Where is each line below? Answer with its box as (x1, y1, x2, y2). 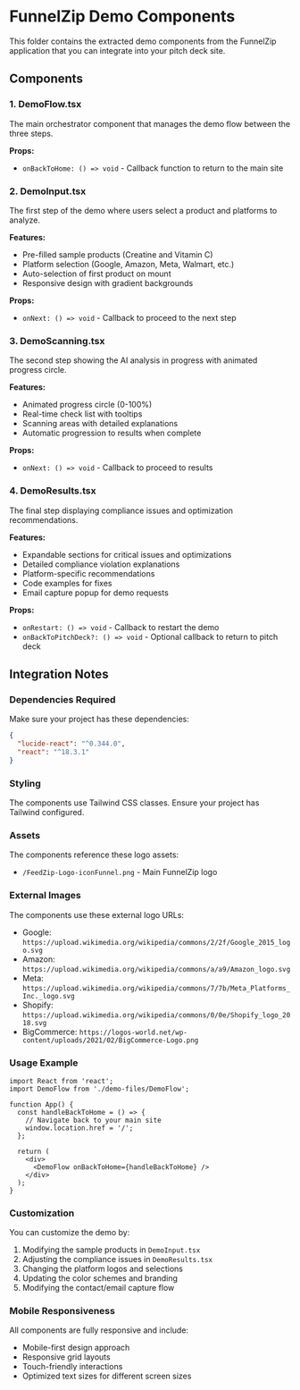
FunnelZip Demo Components (9, 6, 236, 27)
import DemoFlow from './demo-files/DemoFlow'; (9, 1084, 190, 1093)
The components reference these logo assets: (9, 849, 179, 860)
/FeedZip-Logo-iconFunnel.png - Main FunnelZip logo (21, 867, 218, 878)
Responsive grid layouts (21, 1352, 111, 1362)
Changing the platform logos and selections (21, 1263, 183, 1275)
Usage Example (9, 1057, 79, 1069)
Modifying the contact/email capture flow (21, 1283, 175, 1293)
